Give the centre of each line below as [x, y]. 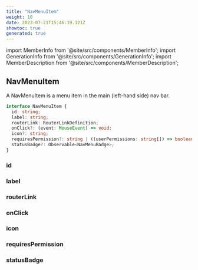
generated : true [26, 34]
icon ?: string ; [30, 134]
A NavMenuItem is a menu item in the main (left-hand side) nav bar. [88, 96]
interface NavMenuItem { [37, 106]
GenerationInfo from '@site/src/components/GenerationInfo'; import [89, 57]
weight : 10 [19, 17]
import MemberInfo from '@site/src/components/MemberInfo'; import [91, 50]
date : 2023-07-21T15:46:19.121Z [46, 22]
